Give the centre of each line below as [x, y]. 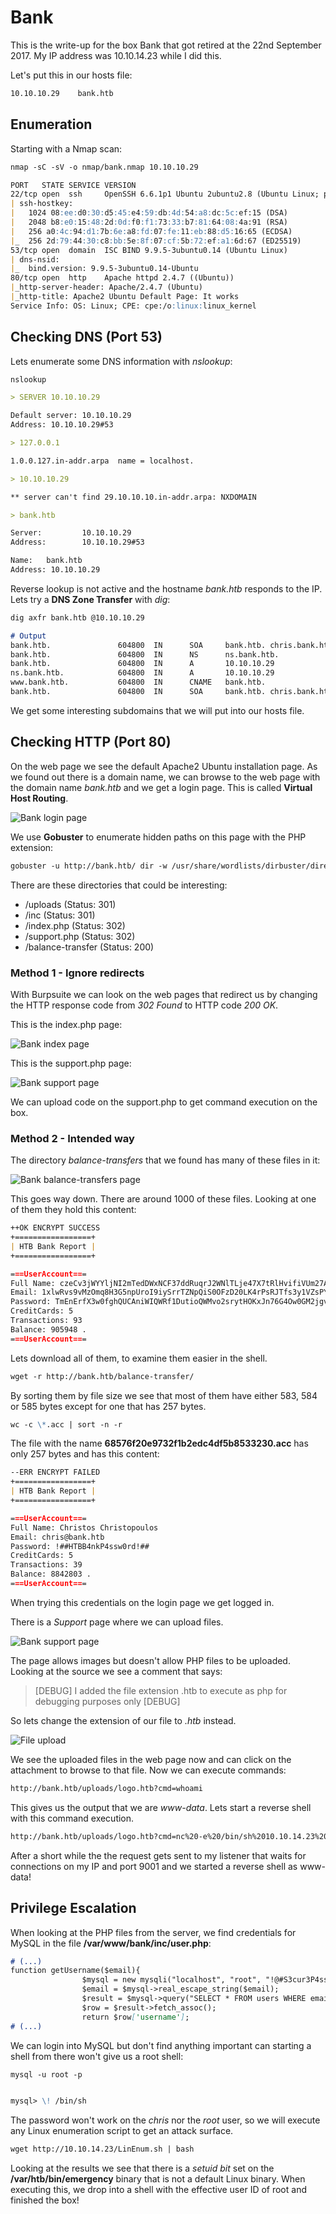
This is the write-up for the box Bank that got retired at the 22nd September [166, 45]
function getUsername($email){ [75, 1971]
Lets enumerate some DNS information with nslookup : [121, 361]
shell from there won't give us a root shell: [97, 2056]
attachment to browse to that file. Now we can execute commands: [148, 1770]
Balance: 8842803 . [51, 1574]
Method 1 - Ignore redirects [77, 973]
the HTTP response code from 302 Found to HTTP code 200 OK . [144, 1005]
